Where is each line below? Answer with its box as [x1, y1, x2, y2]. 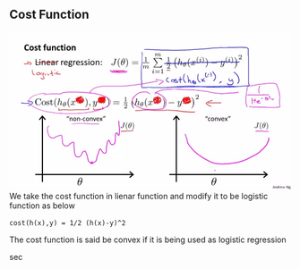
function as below [9, 200, 76, 211]
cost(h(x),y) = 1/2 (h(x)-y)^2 [9, 219, 126, 228]
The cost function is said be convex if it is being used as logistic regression [9, 234, 287, 245]
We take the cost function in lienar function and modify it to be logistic [9, 191, 269, 202]
